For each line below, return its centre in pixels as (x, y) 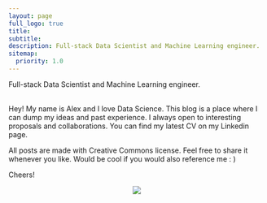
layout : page (31, 16)
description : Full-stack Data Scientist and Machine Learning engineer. (134, 46)
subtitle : (25, 39)
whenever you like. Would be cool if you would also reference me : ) (122, 158)
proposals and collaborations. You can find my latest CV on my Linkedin (129, 126)
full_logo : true (36, 24)
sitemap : (23, 54)
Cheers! (22, 175)
